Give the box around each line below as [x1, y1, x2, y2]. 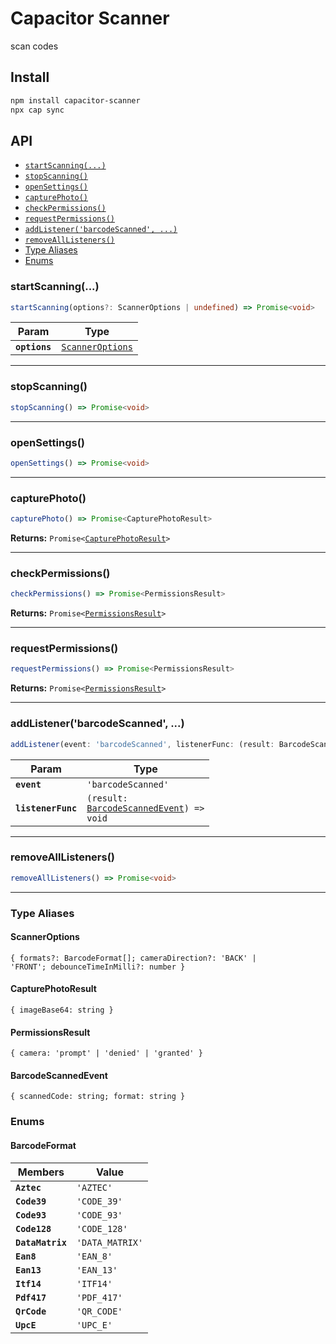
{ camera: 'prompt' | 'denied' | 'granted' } [10, 1048, 203, 1059]
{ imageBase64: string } [10, 1005, 114, 1016]
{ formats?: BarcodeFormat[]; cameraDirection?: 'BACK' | [10, 953, 257, 963]
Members [17, 1165, 65, 1179]
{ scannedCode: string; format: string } [10, 1092, 186, 1102]
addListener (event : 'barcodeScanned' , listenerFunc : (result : [10, 739, 275, 749]
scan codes [10, 40, 59, 52]
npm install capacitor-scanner [10, 95, 141, 106]
